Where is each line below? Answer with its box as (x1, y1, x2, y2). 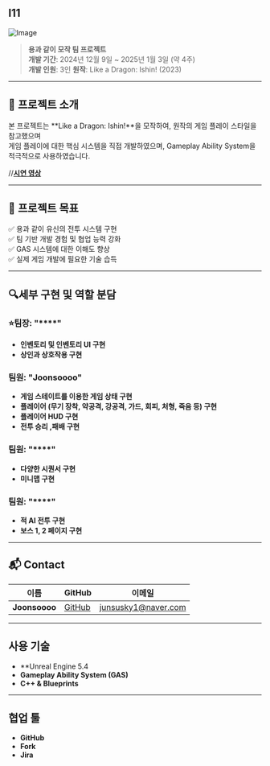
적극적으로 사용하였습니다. (8, 150, 91, 160)
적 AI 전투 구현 (19, 516, 66, 525)
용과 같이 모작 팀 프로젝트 (27, 44, 107, 54)
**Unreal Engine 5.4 (19, 661, 89, 671)
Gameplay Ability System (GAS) (19, 669, 129, 679)
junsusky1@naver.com (99, 601, 186, 612)
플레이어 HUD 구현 (19, 412, 79, 422)
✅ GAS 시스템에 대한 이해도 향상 (8, 245, 110, 254)
